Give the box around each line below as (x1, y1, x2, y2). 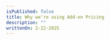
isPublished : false (6, 8, 54, 15)
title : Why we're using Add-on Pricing (6, 14, 105, 20)
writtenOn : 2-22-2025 (6, 25, 60, 31)
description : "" (6, 19, 46, 25)
